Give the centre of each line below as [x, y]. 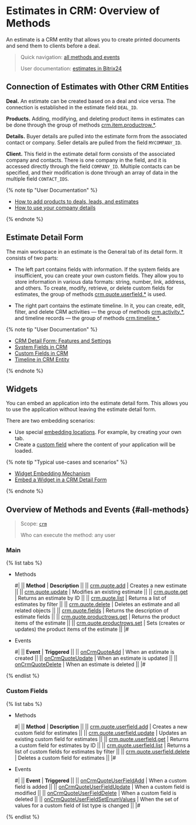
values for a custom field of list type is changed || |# [77, 805]
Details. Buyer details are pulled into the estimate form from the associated [97, 136]
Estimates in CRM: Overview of [83, 11]
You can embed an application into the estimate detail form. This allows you [97, 403]
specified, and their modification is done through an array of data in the [92, 172]
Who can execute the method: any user [68, 535]
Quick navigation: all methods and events [70, 57]
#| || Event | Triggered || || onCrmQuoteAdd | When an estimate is [94, 652]
